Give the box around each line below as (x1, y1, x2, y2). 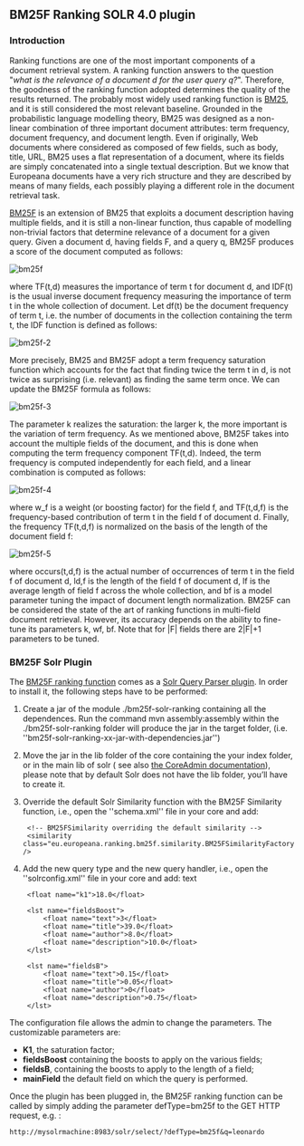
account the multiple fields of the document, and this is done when (9, 438, 259, 448)
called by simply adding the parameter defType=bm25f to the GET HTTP (9, 1100, 280, 1111)
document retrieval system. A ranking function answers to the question (9, 64, 274, 75)
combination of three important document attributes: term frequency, (32, 122, 290, 133)
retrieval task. (9, 189, 61, 200)
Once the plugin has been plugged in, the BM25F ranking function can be (9, 1091, 283, 1102)
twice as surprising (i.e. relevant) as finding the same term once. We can (9, 373, 280, 384)
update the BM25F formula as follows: (9, 383, 152, 394)
